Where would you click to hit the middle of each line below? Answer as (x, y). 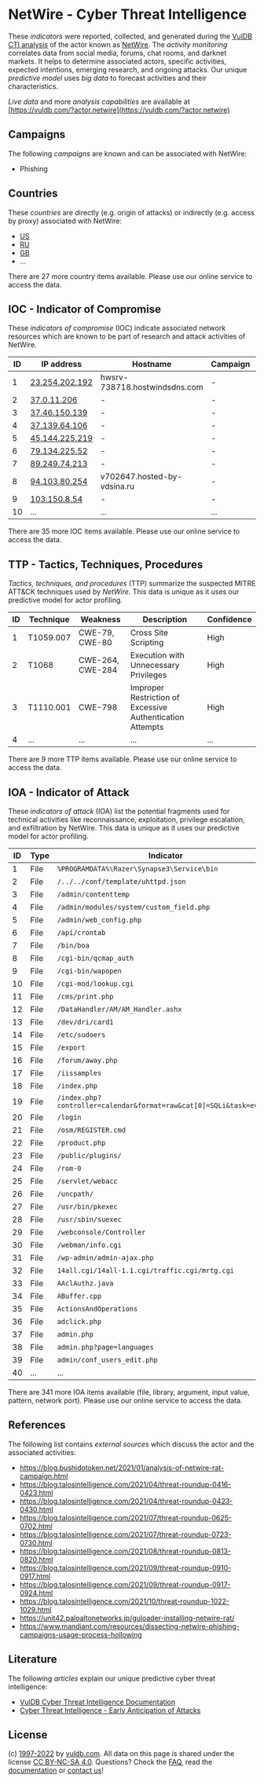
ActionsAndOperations (97, 1309)
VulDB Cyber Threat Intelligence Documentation (97, 1702)
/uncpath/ (75, 1194)
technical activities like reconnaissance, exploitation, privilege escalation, (126, 819)
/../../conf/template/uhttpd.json (121, 882)
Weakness (101, 620)
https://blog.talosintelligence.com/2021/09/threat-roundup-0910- (125, 1567)
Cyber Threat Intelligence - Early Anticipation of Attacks (110, 1710)
